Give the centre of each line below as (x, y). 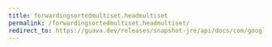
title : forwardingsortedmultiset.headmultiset (88, 16)
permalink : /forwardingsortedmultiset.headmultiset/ (99, 23)
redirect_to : (30, 30)
